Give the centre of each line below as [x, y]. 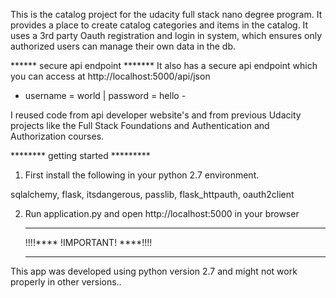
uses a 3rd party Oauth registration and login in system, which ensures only [166, 35]
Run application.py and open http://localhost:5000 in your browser [162, 213]
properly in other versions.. [66, 282]
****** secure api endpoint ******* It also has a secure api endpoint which [164, 65]
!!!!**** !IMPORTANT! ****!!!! [88, 242]
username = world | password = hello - [105, 95]
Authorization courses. [57, 136]
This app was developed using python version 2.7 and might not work [154, 271]
